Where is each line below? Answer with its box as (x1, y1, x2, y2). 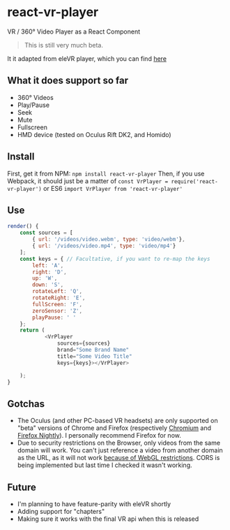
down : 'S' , (32, 281, 64, 289)
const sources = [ (20, 229, 73, 236)
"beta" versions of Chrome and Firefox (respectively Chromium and (17, 424, 211, 432)
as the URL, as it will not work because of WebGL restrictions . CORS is (17, 454, 220, 462)
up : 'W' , (32, 275, 58, 282)
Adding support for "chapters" (17, 508, 105, 515)
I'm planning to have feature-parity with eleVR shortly (17, 500, 171, 508)
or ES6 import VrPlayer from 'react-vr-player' (43, 184, 183, 192)
